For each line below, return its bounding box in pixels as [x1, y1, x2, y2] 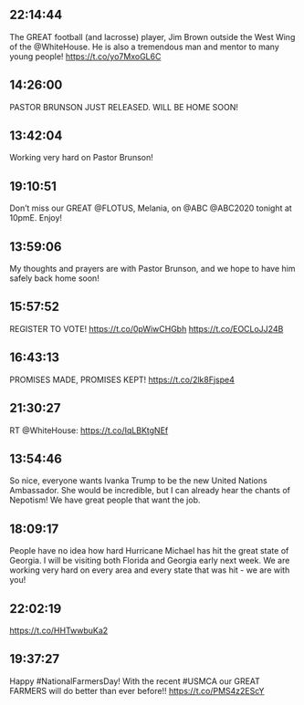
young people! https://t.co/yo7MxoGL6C [9, 50, 162, 62]
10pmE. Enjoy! [9, 213, 62, 223]
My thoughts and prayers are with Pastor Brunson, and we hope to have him [9, 264, 296, 275]
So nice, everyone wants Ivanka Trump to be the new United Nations [9, 475, 267, 486]
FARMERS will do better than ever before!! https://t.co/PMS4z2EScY [9, 685, 265, 696]
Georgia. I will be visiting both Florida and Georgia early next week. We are [9, 555, 290, 566]
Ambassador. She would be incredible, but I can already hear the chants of [9, 485, 290, 496]
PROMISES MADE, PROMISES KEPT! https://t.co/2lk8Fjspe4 [9, 374, 235, 385]
